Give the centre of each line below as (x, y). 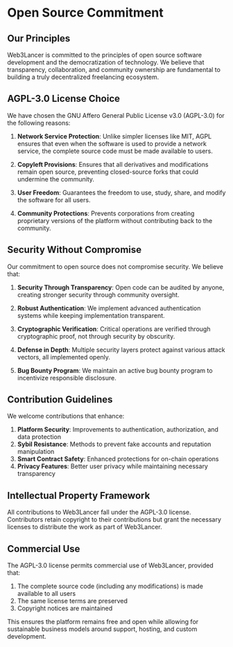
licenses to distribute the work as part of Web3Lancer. (85, 527)
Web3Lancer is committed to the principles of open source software (105, 55)
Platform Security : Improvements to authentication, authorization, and (118, 429)
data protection (39, 437)
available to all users (46, 594)
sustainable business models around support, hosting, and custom (102, 629)
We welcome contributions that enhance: (66, 416)
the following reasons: (39, 123)
